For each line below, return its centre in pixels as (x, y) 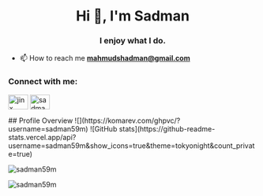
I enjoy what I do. (133, 41)
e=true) (21, 153)
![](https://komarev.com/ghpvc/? (128, 120)
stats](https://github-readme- (167, 128)
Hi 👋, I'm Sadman (133, 16)
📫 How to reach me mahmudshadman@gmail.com (105, 58)
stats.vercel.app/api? (42, 137)
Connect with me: (43, 82)
